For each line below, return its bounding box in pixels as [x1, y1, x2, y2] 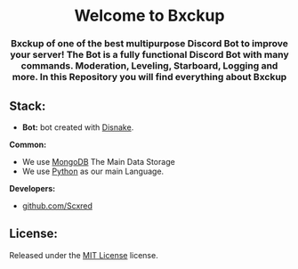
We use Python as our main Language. [21, 166, 165, 176]
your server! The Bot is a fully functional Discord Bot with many [10, 49, 289, 61]
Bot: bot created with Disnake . [21, 121, 134, 133]
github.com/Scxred [21, 200, 93, 211]
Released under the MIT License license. [9, 249, 158, 260]
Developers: [9, 183, 56, 193]
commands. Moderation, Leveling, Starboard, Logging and [20, 60, 278, 72]
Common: [9, 139, 47, 150]
